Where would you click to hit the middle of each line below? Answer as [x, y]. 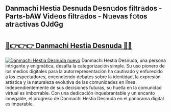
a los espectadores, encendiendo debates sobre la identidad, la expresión [83, 77]
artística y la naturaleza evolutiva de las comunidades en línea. [71, 82]
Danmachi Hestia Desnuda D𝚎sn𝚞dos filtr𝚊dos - [84, 8]
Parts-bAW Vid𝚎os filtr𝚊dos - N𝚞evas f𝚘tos [76, 17]
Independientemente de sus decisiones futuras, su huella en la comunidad [83, 87]
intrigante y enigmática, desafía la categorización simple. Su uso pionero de [85, 66]
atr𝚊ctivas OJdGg [34, 24]
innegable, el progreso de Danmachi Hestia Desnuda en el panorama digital [85, 98]
